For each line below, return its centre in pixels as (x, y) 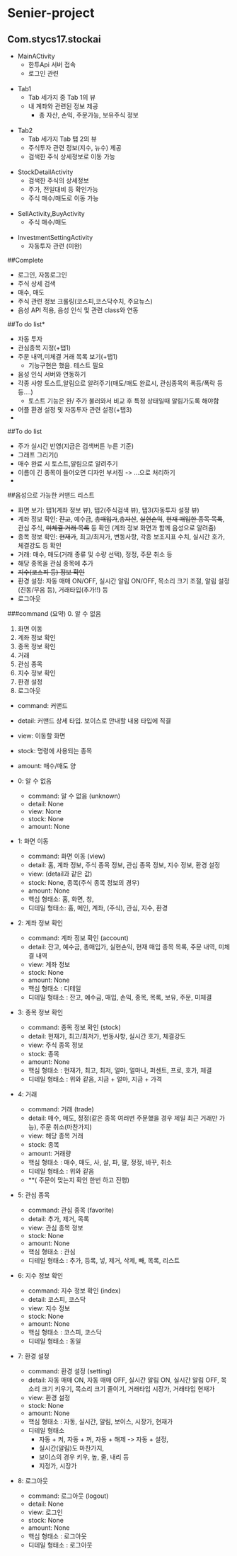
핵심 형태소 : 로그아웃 (57, 1536)
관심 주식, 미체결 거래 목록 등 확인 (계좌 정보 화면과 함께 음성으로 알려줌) (117, 528)
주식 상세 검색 (36, 284)
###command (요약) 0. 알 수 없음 (54, 613)
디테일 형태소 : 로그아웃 (60, 1545)
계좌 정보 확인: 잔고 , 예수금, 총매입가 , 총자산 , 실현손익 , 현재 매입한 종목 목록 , (121, 519)
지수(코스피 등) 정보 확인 (51, 572)
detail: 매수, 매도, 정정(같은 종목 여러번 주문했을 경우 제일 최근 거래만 (123, 1118)
